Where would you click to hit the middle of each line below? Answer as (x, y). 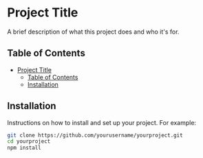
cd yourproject (29, 142)
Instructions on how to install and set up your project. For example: (102, 122)
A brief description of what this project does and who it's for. (93, 32)
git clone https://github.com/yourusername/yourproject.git (95, 135)
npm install (24, 148)
